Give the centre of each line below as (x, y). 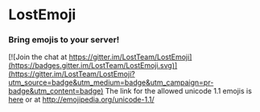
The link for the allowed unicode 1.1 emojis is (178, 91)
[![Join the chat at (38, 57)
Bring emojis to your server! (64, 40)
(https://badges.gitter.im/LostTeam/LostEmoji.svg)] (93, 66)
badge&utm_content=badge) (56, 91)
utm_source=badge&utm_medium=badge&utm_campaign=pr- (111, 82)
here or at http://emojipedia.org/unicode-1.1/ (81, 100)
